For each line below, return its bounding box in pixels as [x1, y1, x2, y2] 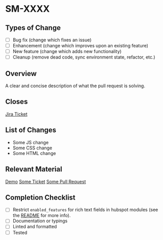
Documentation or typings [12, 218, 68, 224]
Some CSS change [12, 145, 52, 151]
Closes [5, 97, 28, 106]
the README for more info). [12, 212, 71, 219]
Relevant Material [5, 165, 63, 174]
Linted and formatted [12, 224, 57, 230]
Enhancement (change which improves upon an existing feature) [12, 43, 149, 49]
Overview [5, 69, 37, 78]
